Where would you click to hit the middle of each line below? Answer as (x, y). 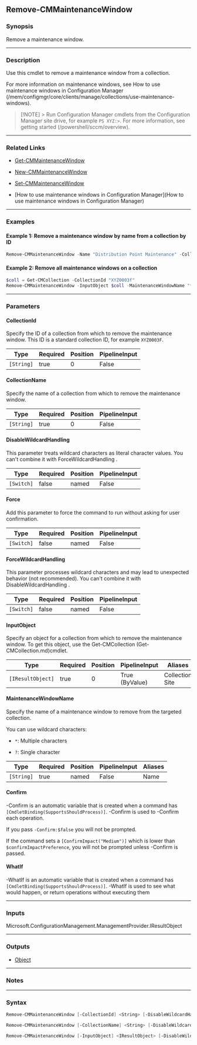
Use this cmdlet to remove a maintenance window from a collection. (88, 72)
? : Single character (37, 752)
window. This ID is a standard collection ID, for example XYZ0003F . (85, 340)
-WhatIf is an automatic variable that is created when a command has (90, 880)
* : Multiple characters (41, 741)
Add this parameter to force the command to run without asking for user (93, 512)
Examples (21, 222)
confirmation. (22, 519)
